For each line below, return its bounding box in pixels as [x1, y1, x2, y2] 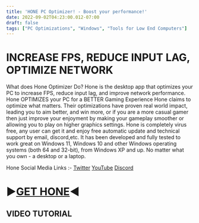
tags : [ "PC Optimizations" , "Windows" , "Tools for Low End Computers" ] [6, 25, 187, 32]
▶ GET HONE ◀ [6, 185, 80, 199]
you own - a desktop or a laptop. [6, 153, 86, 160]
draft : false [6, 20, 39, 26]
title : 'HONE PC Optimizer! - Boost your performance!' [6, 8, 147, 15]
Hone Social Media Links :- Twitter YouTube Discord [6, 164, 134, 171]
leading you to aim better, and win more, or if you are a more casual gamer [6, 108, 189, 116]
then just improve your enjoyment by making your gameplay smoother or [6, 115, 184, 122]
